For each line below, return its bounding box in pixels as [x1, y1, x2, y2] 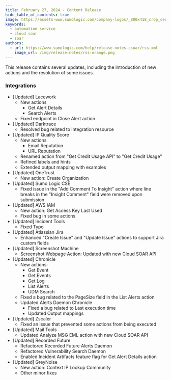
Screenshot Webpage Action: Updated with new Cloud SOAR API [20, 251, 157, 257]
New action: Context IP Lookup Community [20, 364, 111, 370]
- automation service [10, 26, 56, 32]
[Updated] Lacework [12, 94, 56, 100]
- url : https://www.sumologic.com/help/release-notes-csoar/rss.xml [10, 45, 158, 50]
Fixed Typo [20, 224, 44, 230]
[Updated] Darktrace [12, 121, 56, 127]
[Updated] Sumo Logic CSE [12, 180, 71, 186]
